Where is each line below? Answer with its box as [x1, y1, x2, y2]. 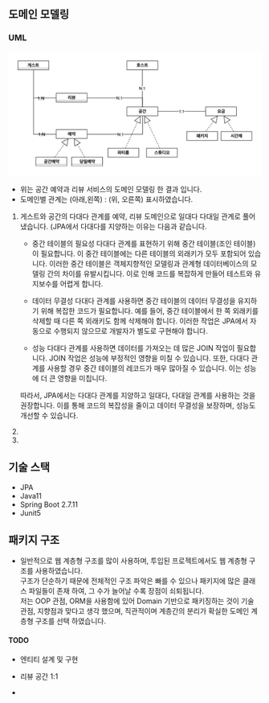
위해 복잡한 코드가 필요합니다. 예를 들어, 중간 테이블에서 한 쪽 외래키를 [40, 306, 259, 315]
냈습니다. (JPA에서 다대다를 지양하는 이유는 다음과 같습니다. [19, 221, 207, 231]
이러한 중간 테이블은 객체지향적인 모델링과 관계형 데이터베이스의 [49, 258, 249, 268]
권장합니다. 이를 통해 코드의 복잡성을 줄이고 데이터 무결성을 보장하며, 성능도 [19, 401, 256, 410]
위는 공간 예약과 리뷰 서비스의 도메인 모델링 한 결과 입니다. [19, 184, 202, 194]
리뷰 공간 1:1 [19, 671, 59, 681]
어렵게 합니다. [59, 278, 104, 288]
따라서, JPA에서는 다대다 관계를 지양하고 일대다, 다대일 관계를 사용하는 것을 [19, 390, 256, 400]
